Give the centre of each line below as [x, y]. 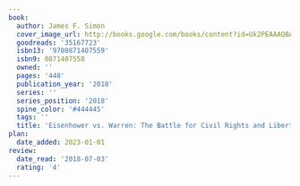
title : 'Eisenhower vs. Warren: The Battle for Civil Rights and [141, 126]
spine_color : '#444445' [60, 109]
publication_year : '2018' [65, 84]
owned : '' [34, 68]
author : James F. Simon [60, 26]
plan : [18, 134]
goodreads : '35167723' [59, 42]
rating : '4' [39, 167]
